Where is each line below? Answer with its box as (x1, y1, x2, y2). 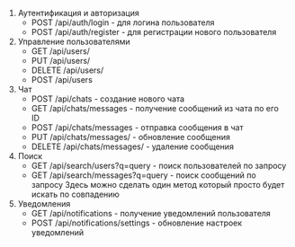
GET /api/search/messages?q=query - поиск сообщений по (31, 170, 256, 181)
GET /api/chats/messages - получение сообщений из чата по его (31, 103, 279, 113)
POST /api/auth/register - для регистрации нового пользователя (31, 27, 277, 37)
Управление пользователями (17, 36, 130, 47)
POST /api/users (31, 75, 93, 84)
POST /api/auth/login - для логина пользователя (31, 17, 215, 28)
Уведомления (17, 198, 71, 209)
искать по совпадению (31, 189, 120, 199)
